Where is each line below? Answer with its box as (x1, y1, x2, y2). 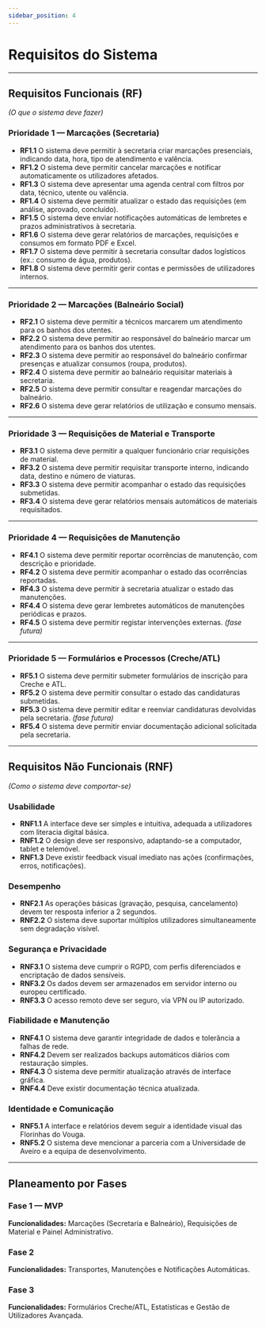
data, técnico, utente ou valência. (19, 188, 129, 197)
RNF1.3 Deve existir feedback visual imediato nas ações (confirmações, (19, 852, 254, 862)
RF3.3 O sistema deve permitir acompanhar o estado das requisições (19, 480, 246, 489)
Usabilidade (8, 801, 55, 812)
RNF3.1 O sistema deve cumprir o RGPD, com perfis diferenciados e (19, 962, 241, 971)
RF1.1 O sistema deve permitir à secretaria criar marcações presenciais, (19, 146, 253, 155)
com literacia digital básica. (19, 827, 109, 837)
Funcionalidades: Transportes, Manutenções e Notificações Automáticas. (8, 1265, 250, 1274)
